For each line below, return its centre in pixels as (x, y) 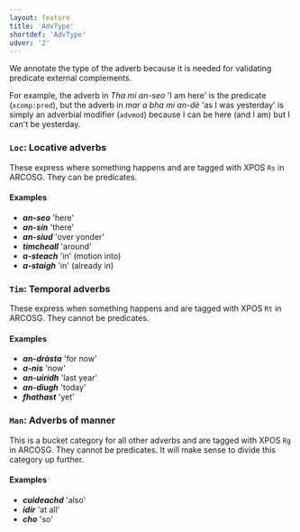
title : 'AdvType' (42, 26)
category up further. (47, 459)
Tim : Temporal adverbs (60, 289)
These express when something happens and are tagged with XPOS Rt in (145, 308)
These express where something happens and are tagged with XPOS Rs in (147, 167)
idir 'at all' (41, 509)
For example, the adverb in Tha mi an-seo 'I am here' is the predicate (138, 96)
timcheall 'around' (57, 246)
